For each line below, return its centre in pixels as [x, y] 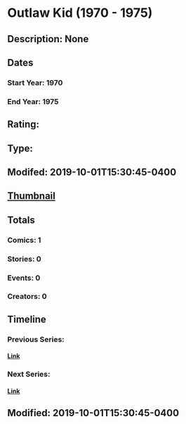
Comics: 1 [24, 240]
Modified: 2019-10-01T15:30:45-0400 [93, 413]
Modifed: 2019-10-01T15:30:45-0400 [92, 172]
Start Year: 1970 [35, 82]
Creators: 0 [27, 297]
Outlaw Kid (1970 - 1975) [80, 13]
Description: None [48, 39]
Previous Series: [36, 339]
